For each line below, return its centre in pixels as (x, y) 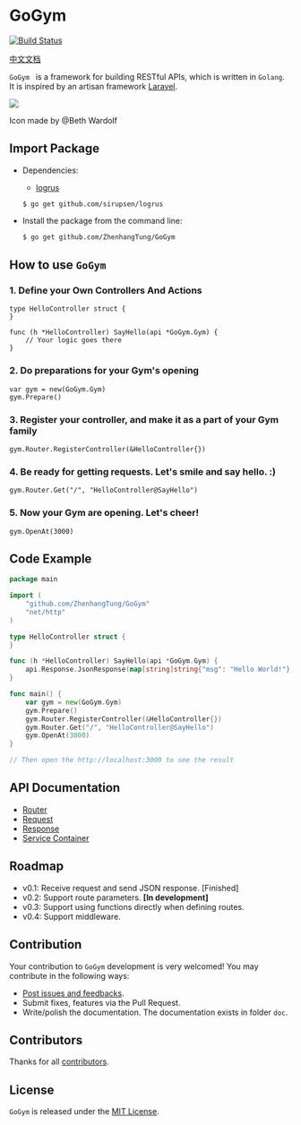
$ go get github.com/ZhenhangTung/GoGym (99, 237)
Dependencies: (50, 170)
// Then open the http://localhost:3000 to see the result (122, 760)
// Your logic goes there (74, 340)
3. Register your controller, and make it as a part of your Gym (144, 419)
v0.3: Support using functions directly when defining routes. (133, 906)
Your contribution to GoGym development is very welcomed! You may (134, 966)
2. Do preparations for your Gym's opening (104, 371)
